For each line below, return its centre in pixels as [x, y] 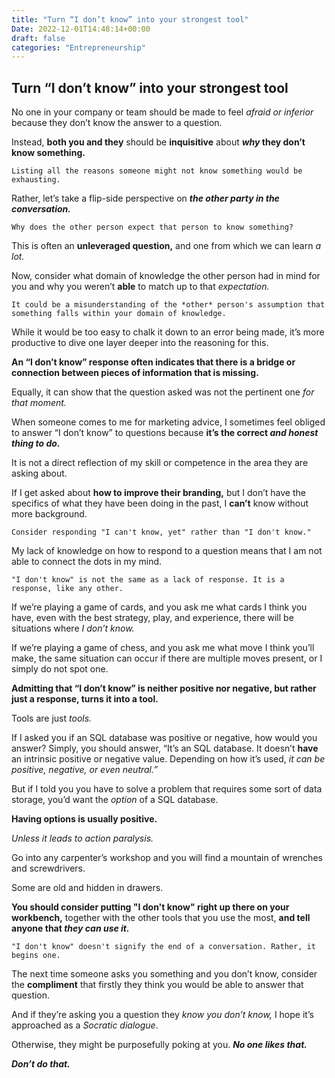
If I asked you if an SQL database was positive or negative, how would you [164, 738]
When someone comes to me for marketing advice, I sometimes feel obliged [168, 422]
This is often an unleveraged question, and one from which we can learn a [166, 246]
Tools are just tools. [52, 718]
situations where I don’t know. [73, 628]
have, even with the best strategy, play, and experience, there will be [152, 618]
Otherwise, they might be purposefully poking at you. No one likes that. [159, 1045]
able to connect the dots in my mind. [87, 562]
